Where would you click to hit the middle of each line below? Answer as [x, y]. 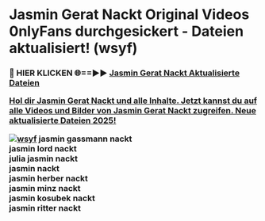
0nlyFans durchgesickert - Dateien [127, 31]
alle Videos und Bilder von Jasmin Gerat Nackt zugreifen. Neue [133, 111]
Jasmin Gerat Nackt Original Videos [129, 15]
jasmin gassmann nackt [85, 139]
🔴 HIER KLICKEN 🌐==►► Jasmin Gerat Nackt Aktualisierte [125, 73]
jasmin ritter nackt [45, 208]
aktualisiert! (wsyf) [73, 48]
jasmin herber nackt [48, 178]
